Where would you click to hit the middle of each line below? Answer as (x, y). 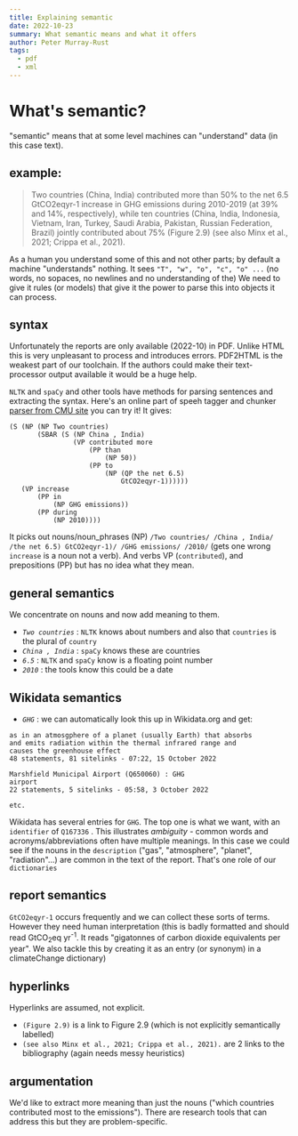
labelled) (38, 1035)
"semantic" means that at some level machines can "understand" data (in (144, 135)
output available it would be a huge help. (123, 375)
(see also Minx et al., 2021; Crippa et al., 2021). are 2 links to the (153, 1044)
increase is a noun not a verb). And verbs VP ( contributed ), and (126, 556)
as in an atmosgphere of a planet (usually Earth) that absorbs (131, 736)
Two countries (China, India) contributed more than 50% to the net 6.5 (160, 194)
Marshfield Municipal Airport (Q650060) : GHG (97, 775)
